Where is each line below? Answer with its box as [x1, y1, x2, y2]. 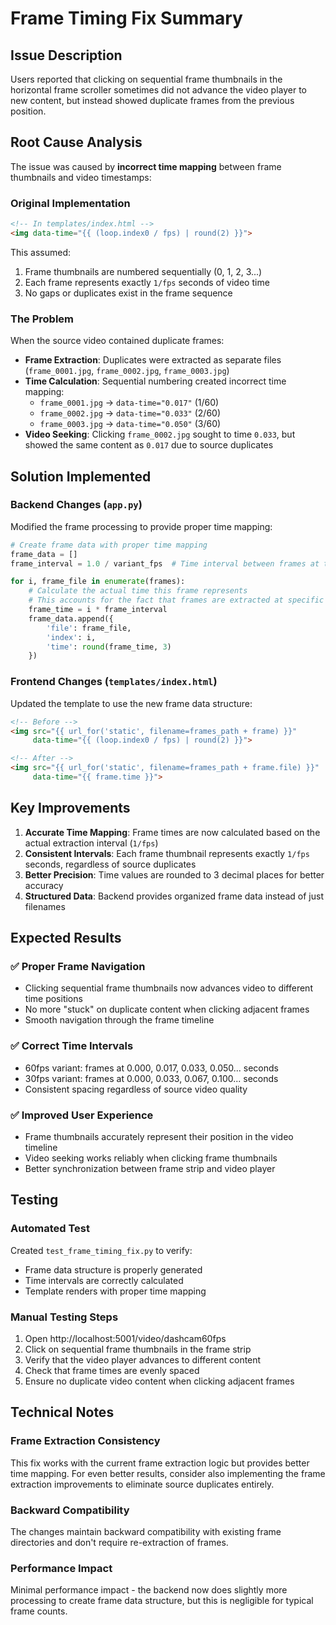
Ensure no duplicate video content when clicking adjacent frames [24, 1375, 295, 1387]
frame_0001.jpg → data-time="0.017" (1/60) [39, 397, 220, 409]
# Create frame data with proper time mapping [10, 540, 208, 550]
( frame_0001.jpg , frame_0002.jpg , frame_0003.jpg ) [24, 365, 230, 377]
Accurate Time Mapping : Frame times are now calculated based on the [24, 826, 321, 838]
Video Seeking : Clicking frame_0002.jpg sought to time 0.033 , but [24, 428, 296, 441]
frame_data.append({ [28, 613, 114, 624]
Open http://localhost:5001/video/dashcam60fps [24, 1332, 227, 1344]
